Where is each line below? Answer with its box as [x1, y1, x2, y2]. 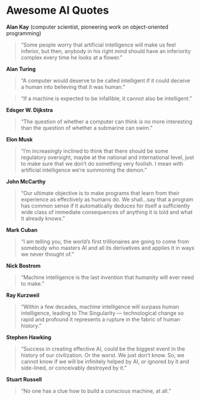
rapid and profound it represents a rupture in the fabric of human [20, 315, 180, 323]
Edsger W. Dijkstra [6, 106, 53, 113]
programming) [6, 29, 42, 36]
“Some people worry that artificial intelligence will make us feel [20, 41, 176, 48]
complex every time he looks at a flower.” [20, 54, 122, 61]
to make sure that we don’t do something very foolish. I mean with [20, 160, 184, 167]
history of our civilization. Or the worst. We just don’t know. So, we [20, 351, 184, 358]
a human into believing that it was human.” [20, 83, 125, 90]
